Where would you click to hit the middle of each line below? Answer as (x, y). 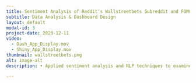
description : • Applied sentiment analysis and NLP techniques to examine (99, 66)
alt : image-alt (24, 60)
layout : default (26, 22)
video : (14, 39)
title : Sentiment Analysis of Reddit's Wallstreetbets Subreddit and (92, 11)
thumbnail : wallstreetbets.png (44, 55)
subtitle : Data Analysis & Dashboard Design (61, 17)
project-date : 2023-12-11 (37, 33)
